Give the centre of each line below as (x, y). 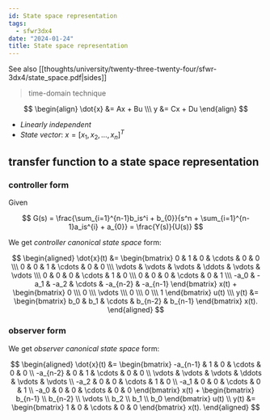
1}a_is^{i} (83, 227)
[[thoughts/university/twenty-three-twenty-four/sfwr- (128, 69)
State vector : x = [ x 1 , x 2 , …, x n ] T (72, 135)
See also (23, 69)
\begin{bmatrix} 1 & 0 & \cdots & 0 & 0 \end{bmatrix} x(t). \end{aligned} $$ (136, 407)
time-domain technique (67, 93)
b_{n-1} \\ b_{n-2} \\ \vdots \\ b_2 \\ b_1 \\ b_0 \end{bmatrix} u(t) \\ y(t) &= (136, 398)
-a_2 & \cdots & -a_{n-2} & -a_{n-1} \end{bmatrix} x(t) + (145, 284)
